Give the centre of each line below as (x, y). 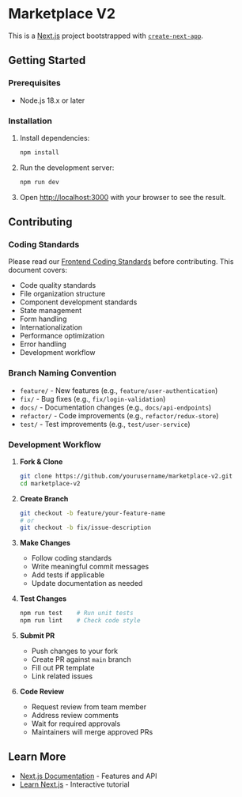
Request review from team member (89, 707)
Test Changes (43, 599)
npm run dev (39, 182)
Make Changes (45, 543)
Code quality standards (58, 285)
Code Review (42, 692)
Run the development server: (67, 168)
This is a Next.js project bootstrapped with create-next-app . (106, 36)
